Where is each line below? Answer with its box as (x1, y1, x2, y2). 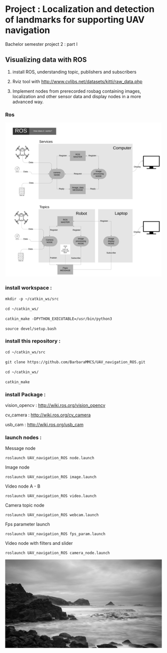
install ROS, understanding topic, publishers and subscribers (12, 69, 137, 75)
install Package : (5, 391, 46, 398)
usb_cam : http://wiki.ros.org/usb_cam (5, 422, 83, 428)
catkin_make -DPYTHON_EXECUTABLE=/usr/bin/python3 (5, 316, 112, 321)
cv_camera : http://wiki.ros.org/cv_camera (5, 412, 91, 418)
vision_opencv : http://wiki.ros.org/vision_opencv (5, 402, 106, 408)
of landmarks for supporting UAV (5, 14, 145, 25)
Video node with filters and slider (5, 540, 73, 546)
